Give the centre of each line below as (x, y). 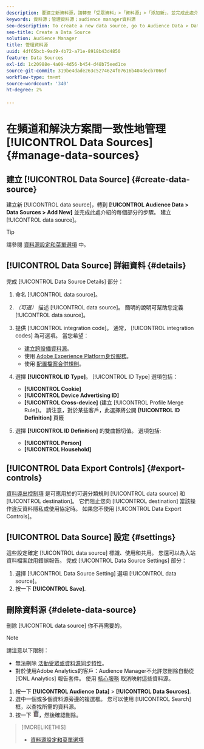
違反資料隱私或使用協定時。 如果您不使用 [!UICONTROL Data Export (96, 508)
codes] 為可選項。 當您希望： (52, 336)
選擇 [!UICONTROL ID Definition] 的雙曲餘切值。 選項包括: (88, 431)
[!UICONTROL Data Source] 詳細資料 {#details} (96, 266)
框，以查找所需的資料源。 (47, 707)
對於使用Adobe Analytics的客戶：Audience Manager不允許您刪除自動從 (104, 671)
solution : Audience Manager (42, 39)
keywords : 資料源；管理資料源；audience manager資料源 (71, 19)
